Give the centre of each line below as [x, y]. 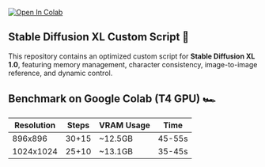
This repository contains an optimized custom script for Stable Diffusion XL [132, 56]
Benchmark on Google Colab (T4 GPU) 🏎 [112, 99]
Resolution [35, 125]
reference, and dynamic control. [61, 73]
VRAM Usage [124, 125]
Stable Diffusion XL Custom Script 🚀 [99, 37]
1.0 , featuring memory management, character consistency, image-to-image [133, 64]
